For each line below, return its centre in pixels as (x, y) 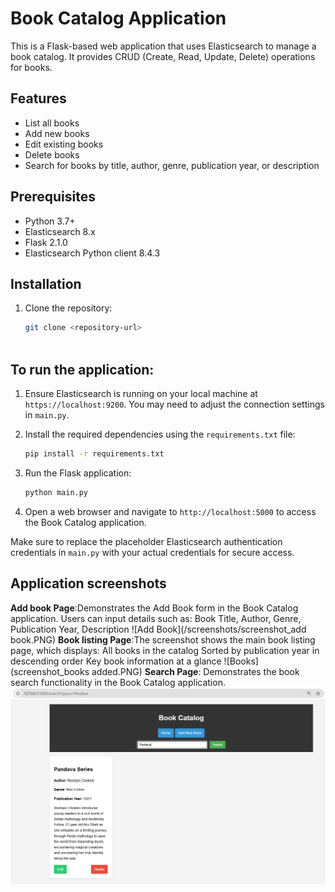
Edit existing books (64, 144)
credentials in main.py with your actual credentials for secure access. (152, 552)
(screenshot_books (50, 671)
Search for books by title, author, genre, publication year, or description (172, 165)
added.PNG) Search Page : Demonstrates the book (195, 671)
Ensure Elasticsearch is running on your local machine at (141, 393)
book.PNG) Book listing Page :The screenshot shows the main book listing (163, 639)
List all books (52, 123)
